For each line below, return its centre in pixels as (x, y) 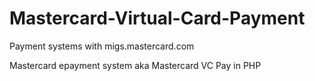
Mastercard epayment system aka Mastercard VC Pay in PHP (135, 65)
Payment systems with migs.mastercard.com (102, 46)
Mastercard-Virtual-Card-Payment (157, 18)
